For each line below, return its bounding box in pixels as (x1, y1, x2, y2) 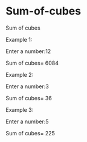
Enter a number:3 (5, 83, 49, 90)
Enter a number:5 (5, 118, 49, 125)
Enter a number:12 (5, 47, 51, 55)
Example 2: (5, 71, 34, 78)
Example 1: (5, 36, 33, 43)
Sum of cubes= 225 (5, 129, 55, 137)
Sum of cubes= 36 (5, 94, 52, 102)
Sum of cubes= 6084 (5, 59, 59, 66)
